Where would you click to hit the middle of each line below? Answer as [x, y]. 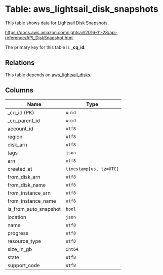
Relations [20, 63]
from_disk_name [27, 185]
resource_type [24, 241]
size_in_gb [20, 249]
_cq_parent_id [24, 121]
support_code [24, 265]
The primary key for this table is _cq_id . [45, 47]
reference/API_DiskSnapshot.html [40, 38]
